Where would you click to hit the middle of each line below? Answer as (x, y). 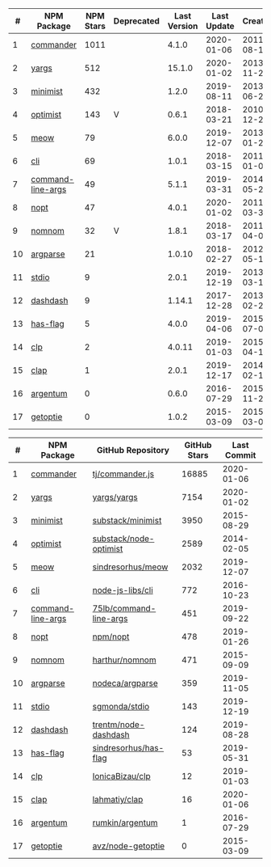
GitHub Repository (133, 450)
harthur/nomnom (124, 660)
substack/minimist (127, 520)
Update (220, 26)
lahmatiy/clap (118, 799)
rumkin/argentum (125, 823)
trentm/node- (119, 725)
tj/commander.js (123, 474)
